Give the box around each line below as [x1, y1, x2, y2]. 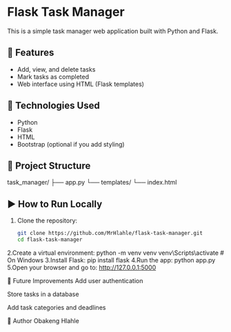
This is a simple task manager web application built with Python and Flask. [7, 27, 219, 35]
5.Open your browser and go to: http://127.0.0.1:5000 [7, 263, 157, 271]
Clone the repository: [17, 216, 78, 225]
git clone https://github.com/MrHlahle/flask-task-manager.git [17, 230, 203, 237]
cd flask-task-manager [17, 236, 83, 243]
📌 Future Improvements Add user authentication [7, 276, 143, 284]
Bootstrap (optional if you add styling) [17, 140, 125, 148]
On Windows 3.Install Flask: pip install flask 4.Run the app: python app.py [7, 256, 216, 264]
